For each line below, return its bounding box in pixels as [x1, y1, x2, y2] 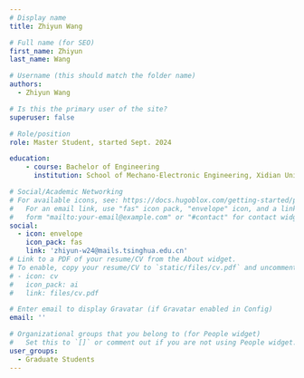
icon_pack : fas [25, 237, 83, 247]
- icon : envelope [17, 229, 83, 238]
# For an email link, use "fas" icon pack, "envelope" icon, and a [9, 204, 278, 213]
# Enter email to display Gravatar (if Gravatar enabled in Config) [9, 305, 273, 314]
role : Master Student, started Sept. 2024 [9, 138, 172, 147]
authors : [9, 80, 43, 89]
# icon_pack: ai [9, 280, 79, 289]
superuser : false [9, 112, 75, 122]
